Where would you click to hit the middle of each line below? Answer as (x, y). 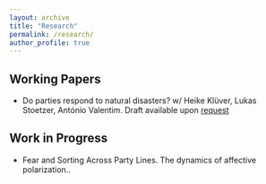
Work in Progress (59, 139)
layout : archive (39, 18)
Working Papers (55, 79)
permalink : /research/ (51, 34)
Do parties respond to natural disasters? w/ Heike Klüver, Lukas (139, 101)
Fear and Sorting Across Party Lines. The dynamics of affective (139, 160)
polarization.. (47, 169)
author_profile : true (50, 43)
